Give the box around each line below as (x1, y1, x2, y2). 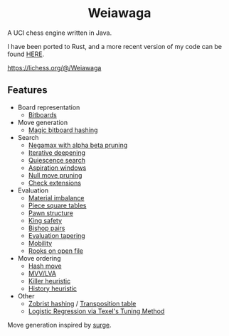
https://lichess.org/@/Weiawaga (7, 63, 102, 72)
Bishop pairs (28, 224, 65, 232)
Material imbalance (28, 193, 85, 202)
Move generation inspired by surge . (7, 320, 112, 329)
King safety (28, 216, 63, 224)
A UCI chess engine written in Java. (7, 28, 112, 37)
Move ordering (17, 254, 62, 262)
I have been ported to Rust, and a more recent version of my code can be (7, 42, 223, 50)
